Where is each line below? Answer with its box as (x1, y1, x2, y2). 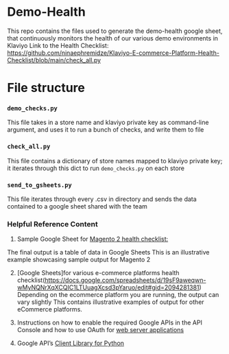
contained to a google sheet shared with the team (7, 202, 147, 211)
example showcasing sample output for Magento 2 (7, 255, 151, 264)
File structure (7, 80, 86, 96)
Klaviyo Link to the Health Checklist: (7, 41, 109, 49)
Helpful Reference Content (7, 219, 98, 228)
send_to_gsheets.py (7, 181, 72, 189)
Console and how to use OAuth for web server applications (16, 326, 184, 334)
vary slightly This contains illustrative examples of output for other (16, 298, 204, 306)
